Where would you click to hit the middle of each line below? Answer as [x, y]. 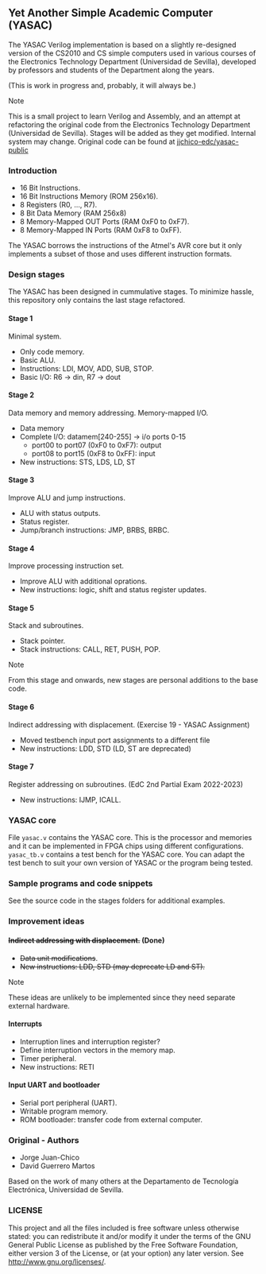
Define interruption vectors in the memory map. [98, 1050]
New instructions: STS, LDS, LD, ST [78, 462]
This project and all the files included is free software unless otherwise [124, 1228]
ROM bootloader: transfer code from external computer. [111, 1119]
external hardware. [39, 1005]
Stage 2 [21, 395]
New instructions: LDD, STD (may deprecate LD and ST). [112, 966]
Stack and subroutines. [46, 625]
